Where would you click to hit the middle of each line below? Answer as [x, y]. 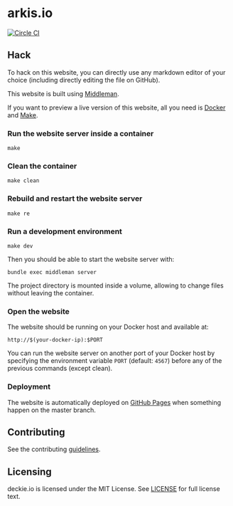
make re [19, 214]
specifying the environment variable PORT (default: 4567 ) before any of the [115, 361]
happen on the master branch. [52, 410]
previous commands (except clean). [60, 369]
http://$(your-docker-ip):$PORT [55, 340]
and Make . [23, 115]
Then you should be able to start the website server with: [91, 259]
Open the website [38, 311]
